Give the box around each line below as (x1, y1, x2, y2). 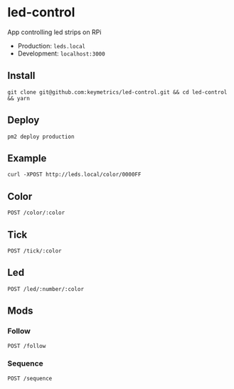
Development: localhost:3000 (17, 49, 105, 58)
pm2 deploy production (7, 133, 75, 140)
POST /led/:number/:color (7, 285, 84, 292)
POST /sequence (7, 375, 53, 382)
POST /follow (7, 342, 46, 349)
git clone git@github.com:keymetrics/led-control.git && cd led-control (7, 88, 228, 96)
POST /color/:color (7, 209, 65, 217)
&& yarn (7, 95, 31, 102)
